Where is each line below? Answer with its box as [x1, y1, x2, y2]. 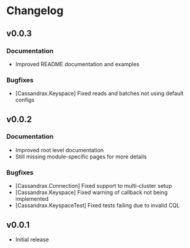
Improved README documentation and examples [15, 60, 140, 68]
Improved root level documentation [15, 146, 104, 153]
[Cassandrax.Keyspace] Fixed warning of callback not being [15, 188, 168, 196]
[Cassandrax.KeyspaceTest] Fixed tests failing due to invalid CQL [15, 202, 180, 209]
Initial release [15, 236, 49, 243]
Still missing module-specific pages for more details [15, 153, 147, 160]
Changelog [6, 4, 64, 18]
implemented [15, 195, 49, 203]
